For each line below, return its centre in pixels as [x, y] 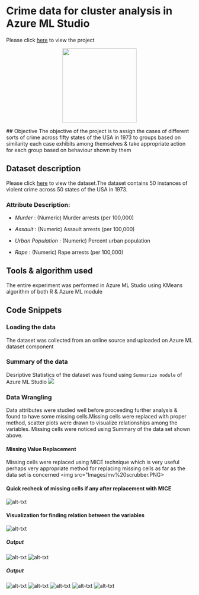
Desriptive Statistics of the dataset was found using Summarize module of [94, 374]
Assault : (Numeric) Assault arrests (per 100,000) [75, 229]
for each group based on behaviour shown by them [69, 150]
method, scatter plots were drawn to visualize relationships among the [92, 423]
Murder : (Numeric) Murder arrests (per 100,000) [74, 218]
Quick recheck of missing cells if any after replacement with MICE [89, 488]
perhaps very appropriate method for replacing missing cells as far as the [96, 468]
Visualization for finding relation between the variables [76, 515]
